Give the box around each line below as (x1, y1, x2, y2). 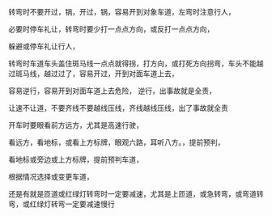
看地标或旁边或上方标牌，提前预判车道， (8, 155, 143, 164)
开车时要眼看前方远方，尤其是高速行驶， (8, 121, 143, 129)
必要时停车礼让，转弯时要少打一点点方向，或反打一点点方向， (8, 24, 215, 34)
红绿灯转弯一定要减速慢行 (29, 199, 115, 209)
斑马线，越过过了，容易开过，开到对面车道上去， (15, 69, 179, 78)
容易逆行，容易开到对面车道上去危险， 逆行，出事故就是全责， (8, 86, 216, 95)
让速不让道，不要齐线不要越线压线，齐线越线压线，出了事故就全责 (8, 104, 228, 112)
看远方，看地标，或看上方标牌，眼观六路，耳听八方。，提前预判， (8, 138, 225, 147)
